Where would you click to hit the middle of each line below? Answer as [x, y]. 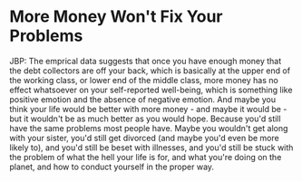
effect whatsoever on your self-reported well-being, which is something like [151, 90]
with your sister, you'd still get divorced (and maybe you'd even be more [144, 138]
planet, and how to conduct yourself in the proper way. [112, 167]
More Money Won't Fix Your [116, 17]
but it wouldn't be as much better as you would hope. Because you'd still [145, 119]
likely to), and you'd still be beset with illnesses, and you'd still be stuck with [151, 148]
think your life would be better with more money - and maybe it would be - [148, 109]
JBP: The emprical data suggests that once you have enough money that [146, 61]
